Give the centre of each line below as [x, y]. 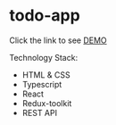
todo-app [45, 16]
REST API [40, 112]
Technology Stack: [44, 57]
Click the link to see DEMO [58, 40]
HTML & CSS [46, 75]
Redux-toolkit [47, 103]
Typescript [42, 84]
